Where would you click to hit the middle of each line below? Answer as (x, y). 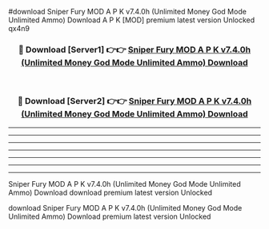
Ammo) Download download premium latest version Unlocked (110, 192)
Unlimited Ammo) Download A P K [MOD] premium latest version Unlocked (132, 20)
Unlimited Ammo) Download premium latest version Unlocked (110, 216)
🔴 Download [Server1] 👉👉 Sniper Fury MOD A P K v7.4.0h (134, 49)
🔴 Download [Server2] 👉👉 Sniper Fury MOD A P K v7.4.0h (134, 101)
